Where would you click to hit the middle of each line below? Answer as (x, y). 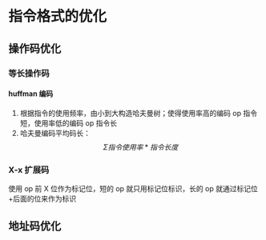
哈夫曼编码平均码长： (55, 133)
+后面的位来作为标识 (42, 198)
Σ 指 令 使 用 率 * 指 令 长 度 (141, 147)
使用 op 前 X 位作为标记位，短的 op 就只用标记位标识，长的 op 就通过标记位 (133, 188)
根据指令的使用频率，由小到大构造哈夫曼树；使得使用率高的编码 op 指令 (139, 113)
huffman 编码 (31, 94)
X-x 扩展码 (29, 170)
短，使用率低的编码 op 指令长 (69, 123)
